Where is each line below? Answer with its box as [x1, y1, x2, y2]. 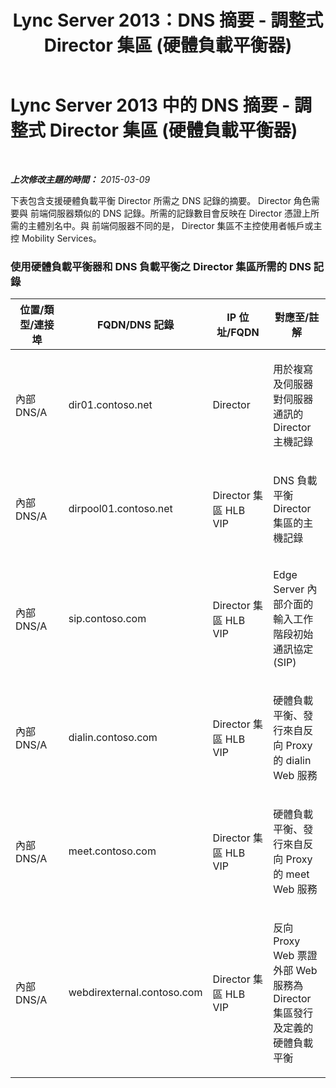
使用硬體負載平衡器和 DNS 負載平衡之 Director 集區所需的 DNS [10, 259, 312, 273]
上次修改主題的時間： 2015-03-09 [10, 173, 151, 185]
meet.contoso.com [68, 844, 157, 858]
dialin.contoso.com [68, 731, 158, 745]
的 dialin [273, 754, 312, 768]
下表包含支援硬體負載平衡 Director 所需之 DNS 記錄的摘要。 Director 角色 [10, 194, 312, 206]
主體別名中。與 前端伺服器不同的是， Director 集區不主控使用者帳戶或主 [27, 219, 323, 231]
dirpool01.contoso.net [68, 502, 173, 516]
